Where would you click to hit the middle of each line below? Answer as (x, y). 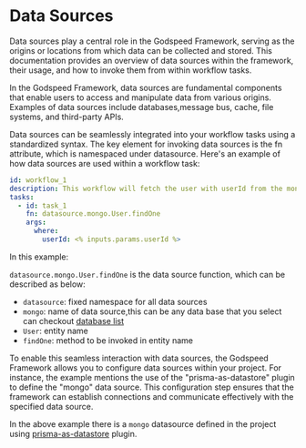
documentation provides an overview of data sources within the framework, (152, 60)
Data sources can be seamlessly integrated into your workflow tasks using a (153, 134)
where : (46, 231)
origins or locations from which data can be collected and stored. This (141, 50)
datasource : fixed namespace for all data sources (115, 301)
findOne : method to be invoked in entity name (108, 340)
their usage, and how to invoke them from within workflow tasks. (131, 70)
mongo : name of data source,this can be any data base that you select (152, 311)
